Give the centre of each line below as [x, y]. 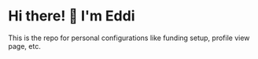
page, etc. [24, 46]
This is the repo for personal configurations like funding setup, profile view [129, 38]
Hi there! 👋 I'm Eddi [72, 16]
